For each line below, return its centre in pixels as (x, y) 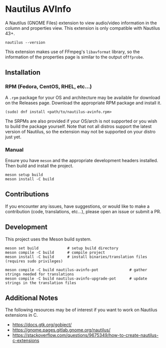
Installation (23, 73)
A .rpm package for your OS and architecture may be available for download (83, 97)
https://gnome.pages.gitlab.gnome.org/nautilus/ (61, 330)
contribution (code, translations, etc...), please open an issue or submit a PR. (83, 211)
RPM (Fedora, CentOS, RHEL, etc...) (49, 87)
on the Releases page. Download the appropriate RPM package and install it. (83, 103)
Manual (14, 150)
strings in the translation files (41, 283)
